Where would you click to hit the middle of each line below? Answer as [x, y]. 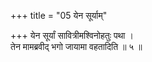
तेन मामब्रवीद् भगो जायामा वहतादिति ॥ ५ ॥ [76, 46]
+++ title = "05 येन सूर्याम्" [59, 15]
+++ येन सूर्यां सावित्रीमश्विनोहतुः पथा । [72, 35]
